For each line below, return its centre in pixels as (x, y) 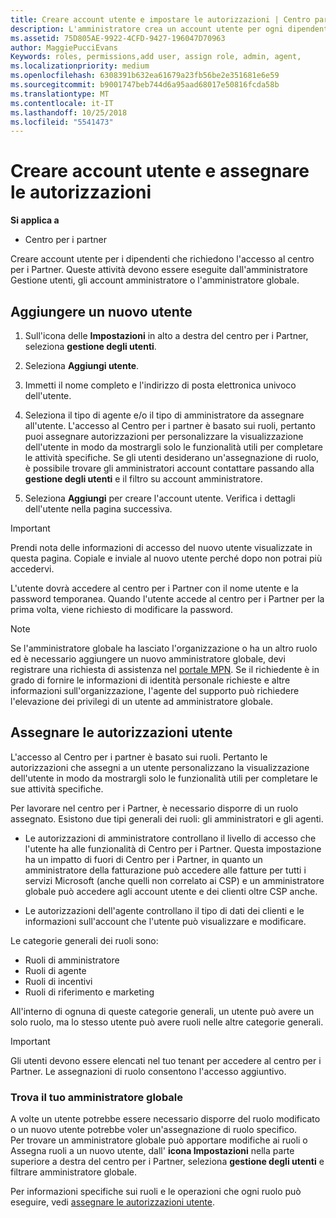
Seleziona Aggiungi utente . (82, 365)
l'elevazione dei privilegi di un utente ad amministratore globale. (142, 701)
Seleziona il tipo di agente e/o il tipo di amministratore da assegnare (164, 415)
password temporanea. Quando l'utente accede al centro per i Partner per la (167, 599)
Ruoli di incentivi (58, 981)
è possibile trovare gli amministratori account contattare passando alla (169, 468)
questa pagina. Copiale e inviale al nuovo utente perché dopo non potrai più (166, 558)
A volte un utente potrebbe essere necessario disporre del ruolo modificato (165, 1119)
